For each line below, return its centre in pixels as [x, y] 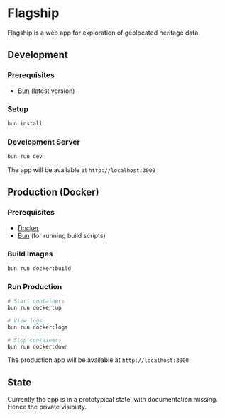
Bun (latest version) [46, 91]
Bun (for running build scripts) [62, 235]
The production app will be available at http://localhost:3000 [98, 360]
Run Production [35, 286]
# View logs [25, 320]
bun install [25, 123]
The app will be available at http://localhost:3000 [82, 170]
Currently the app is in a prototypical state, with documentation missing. [113, 400]
